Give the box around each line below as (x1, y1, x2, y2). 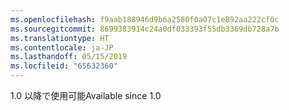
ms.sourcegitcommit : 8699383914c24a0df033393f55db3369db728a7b (10, 24, 280, 34)
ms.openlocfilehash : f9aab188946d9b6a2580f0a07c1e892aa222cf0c (10, 14, 280, 25)
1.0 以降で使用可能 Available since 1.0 (10, 90, 162, 101)
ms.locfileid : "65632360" (10, 61, 118, 71)
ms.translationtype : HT (10, 33, 110, 43)
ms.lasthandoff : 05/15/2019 (10, 52, 128, 62)
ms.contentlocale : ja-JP (10, 42, 114, 53)
